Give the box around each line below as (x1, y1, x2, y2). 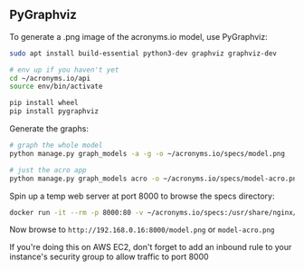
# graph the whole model (9, 140, 103, 150)
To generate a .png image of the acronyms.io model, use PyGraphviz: (9, 31, 269, 42)
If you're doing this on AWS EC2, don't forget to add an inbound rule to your (9, 242, 292, 253)
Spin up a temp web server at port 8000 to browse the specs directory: (9, 190, 275, 201)
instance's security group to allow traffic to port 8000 (9, 251, 210, 262)
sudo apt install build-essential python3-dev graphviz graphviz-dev (9, 49, 278, 58)
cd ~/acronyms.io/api (9, 73, 91, 82)
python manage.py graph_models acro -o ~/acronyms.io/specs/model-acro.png (9, 174, 301, 183)
